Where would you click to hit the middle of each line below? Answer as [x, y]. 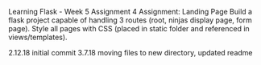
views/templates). [38, 37]
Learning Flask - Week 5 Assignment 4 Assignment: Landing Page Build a [130, 12]
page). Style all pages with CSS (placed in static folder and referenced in [129, 28]
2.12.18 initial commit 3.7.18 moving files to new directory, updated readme [130, 53]
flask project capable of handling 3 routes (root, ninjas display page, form [130, 20]
